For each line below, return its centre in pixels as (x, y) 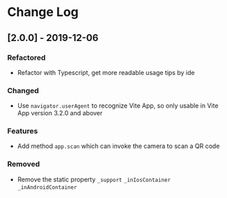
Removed (24, 164)
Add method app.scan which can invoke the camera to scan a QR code (118, 146)
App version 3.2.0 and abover (60, 113)
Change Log (43, 12)
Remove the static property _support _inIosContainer (94, 179)
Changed (23, 90)
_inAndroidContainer (47, 187)
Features (23, 131)
